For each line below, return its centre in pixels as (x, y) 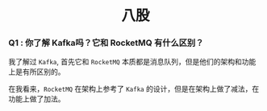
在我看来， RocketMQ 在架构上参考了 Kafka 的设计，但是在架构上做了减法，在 (134, 89)
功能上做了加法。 (37, 99)
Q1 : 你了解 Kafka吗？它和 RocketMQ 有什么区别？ (106, 43)
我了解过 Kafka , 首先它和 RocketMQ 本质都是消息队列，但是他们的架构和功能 (132, 62)
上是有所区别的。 (37, 72)
